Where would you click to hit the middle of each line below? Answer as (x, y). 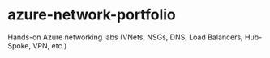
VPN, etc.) (50, 45)
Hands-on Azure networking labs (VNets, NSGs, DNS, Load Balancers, (126, 37)
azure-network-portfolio (92, 15)
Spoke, (19, 45)
